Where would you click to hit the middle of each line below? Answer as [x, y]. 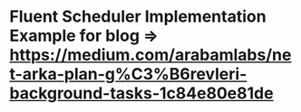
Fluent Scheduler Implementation [138, 17]
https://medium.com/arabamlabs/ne [150, 55]
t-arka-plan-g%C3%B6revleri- [128, 75]
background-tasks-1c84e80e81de [141, 93]
